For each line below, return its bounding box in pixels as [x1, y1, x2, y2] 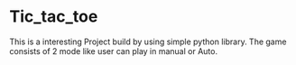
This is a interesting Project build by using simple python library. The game [9, 36, 287, 47]
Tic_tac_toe [9, 6, 98, 27]
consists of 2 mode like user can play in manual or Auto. [9, 45, 218, 56]
